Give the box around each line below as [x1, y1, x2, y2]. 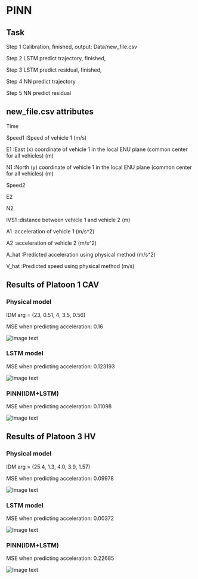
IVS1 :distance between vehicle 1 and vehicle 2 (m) [6, 216, 131, 223]
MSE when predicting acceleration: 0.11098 [6, 403, 112, 410]
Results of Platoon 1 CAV [6, 280, 100, 290]
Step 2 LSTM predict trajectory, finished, [6, 55, 106, 61]
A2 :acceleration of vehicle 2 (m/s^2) [6, 239, 97, 247]
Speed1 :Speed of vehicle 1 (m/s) [6, 134, 87, 141]
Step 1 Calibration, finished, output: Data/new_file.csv [6, 43, 138, 50]
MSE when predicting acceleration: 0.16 [6, 323, 103, 330]
